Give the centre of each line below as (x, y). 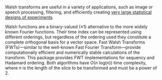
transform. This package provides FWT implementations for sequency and (80, 57)
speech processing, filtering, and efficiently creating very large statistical (79, 12)
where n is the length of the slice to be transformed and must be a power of (81, 68)
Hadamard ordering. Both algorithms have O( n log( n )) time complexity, (76, 63)
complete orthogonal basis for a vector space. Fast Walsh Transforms (75, 42)
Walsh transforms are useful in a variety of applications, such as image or (79, 7)
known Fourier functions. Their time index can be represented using (73, 32)
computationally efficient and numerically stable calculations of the (72, 52)
